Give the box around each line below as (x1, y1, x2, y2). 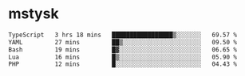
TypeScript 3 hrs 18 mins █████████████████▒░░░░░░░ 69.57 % (8, 31, 238, 39)
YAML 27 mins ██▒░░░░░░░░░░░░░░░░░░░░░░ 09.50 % (8, 38, 238, 46)
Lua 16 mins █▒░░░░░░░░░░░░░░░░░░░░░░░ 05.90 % (8, 53, 238, 61)
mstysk (8, 5, 59, 23)
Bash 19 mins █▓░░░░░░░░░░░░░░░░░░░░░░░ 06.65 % (8, 45, 238, 54)
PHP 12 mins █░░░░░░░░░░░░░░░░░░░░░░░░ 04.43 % (8, 60, 238, 68)
